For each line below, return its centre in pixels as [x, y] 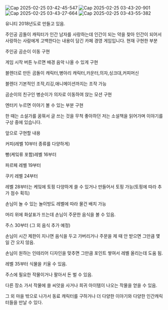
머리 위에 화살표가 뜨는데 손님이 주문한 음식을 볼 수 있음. [60, 214]
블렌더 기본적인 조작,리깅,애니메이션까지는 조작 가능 [56, 84]
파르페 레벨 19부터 [23, 165]
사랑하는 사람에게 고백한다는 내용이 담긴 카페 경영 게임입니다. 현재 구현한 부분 [81, 41]
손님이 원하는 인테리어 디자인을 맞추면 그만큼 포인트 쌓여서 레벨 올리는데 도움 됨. [84, 253]
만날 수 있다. [31, 302]
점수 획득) [20, 193]
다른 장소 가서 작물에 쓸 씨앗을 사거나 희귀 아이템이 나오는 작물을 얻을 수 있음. [81, 285]
